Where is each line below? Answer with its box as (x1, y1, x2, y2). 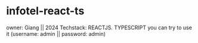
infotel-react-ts (6, 4, 85, 18)
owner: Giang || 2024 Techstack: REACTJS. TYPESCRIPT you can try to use (6, 24, 193, 31)
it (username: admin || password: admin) (6, 30, 106, 37)
